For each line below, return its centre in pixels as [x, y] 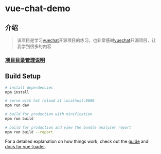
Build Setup [23, 76]
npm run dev [17, 105]
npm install [17, 92]
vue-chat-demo [38, 9]
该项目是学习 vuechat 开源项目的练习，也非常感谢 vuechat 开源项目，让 [86, 40]
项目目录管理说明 [25, 60]
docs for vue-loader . [26, 146]
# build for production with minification [49, 114]
